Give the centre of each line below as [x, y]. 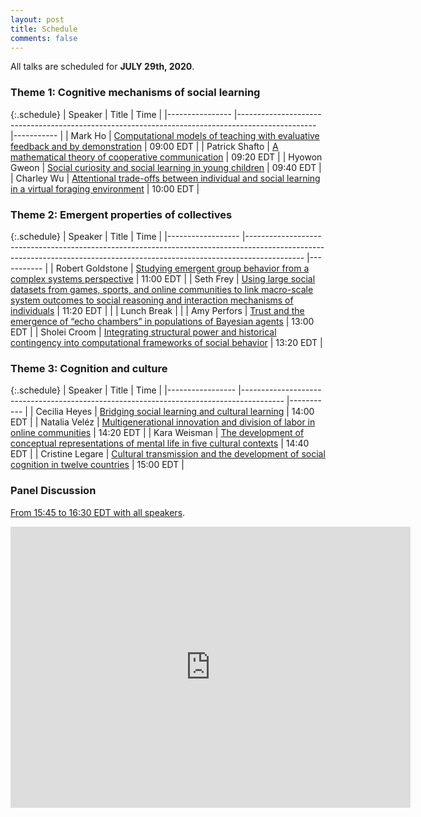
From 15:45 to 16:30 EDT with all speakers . [98, 512]
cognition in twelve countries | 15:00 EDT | [97, 465]
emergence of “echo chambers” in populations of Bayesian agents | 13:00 [162, 321]
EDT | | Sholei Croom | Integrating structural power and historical [143, 332]
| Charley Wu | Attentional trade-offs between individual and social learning [165, 178]
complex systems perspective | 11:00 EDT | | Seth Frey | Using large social [163, 278]
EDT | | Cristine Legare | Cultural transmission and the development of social [168, 454]
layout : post [37, 19]
